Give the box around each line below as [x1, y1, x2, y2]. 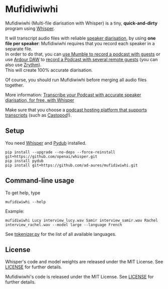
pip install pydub [5, 158, 44, 163]
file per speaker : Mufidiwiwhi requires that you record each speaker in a [5, 40, 155, 46]
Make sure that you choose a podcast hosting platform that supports [5, 107, 147, 113]
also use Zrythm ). [5, 62, 42, 68]
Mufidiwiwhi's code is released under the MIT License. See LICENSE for [5, 274, 154, 280]
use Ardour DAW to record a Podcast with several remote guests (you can [5, 56, 158, 62]
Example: [5, 208, 25, 214]
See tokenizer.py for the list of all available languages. [5, 231, 117, 237]
